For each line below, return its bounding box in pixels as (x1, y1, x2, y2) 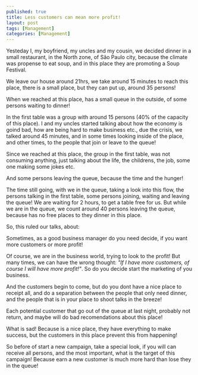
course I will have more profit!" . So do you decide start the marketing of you (6, 265, 193, 272)
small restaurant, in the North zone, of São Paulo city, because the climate (6, 54, 188, 61)
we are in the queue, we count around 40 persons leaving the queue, (6, 205, 175, 212)
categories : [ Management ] (6, 31, 70, 37)
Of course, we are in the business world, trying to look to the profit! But (6, 253, 180, 260)
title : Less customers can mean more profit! (6, 14, 121, 20)
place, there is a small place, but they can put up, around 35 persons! (6, 84, 176, 91)
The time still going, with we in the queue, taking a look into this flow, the (6, 186, 184, 194)
